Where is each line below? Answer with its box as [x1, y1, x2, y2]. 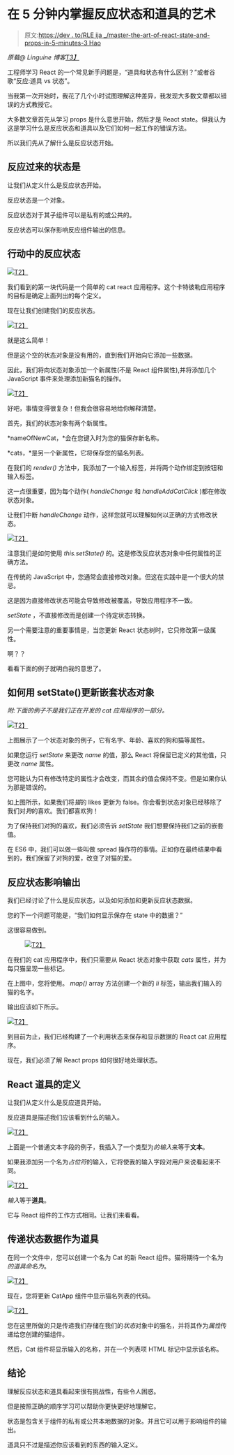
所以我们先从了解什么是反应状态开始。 [7, 138, 117, 147]
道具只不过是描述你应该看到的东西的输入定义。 [7, 1440, 141, 1449]
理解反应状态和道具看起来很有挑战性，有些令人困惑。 [7, 1387, 160, 1396]
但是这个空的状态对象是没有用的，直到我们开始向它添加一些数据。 [7, 351, 196, 359]
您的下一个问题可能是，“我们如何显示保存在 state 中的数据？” [7, 911, 183, 919]
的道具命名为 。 [7, 1262, 50, 1270]
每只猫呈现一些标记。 [7, 965, 68, 973]
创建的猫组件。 [25, 1330, 68, 1338]
